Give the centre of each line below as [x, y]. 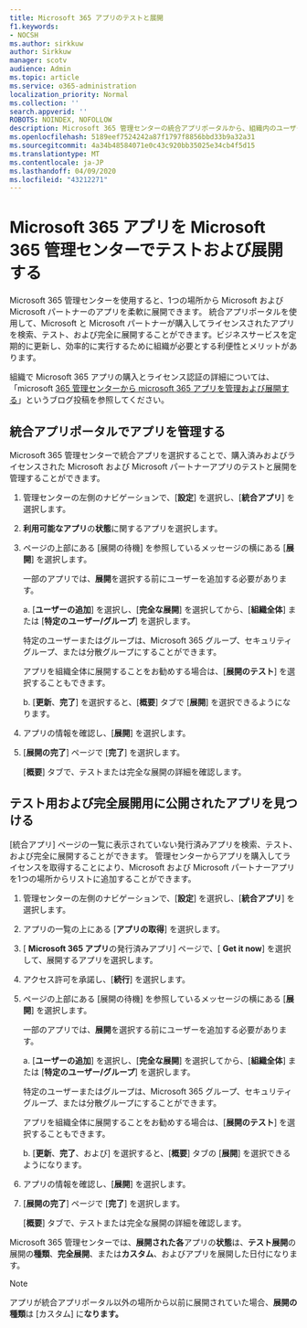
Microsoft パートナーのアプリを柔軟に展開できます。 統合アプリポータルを [149, 312]
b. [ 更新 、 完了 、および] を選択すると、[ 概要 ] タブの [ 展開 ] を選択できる [156, 1152]
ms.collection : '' [44, 103]
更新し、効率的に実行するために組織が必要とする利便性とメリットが [161, 346]
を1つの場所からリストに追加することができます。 [103, 878]
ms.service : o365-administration [73, 86]
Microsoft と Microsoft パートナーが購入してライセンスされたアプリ [168, 323]
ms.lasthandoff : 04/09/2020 [63, 171]
